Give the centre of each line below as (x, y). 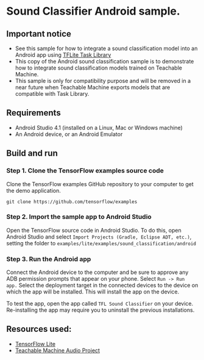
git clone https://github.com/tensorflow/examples (72, 202)
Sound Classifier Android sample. (93, 11)
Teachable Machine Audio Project (58, 350)
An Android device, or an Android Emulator (69, 134)
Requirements (33, 113)
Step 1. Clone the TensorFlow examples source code (85, 171)
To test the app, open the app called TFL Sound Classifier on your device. (100, 304)
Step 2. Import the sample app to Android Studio (79, 217)
